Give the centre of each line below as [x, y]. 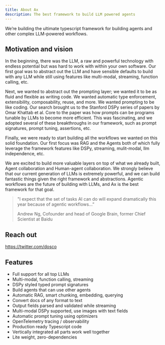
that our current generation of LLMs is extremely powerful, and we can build [82, 174]
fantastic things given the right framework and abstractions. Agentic [74, 179]
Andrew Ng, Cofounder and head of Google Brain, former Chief [81, 214]
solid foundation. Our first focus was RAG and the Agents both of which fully [82, 143]
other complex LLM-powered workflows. [46, 34]
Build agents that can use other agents [51, 290]
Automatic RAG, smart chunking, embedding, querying [67, 295]
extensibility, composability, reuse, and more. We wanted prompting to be [80, 102]
